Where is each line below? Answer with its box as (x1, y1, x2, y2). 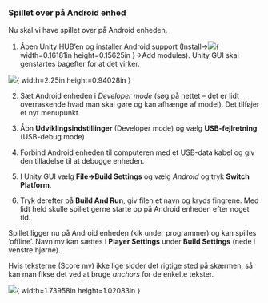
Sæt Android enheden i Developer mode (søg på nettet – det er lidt (19, 91, 240, 101)
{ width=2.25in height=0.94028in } (16, 75, 131, 85)
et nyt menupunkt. (19, 108, 81, 118)
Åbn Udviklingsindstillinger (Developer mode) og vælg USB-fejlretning (19, 123, 258, 133)
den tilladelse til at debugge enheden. (19, 156, 145, 166)
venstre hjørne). (8, 245, 62, 255)
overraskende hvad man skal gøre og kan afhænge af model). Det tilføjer (19, 99, 260, 109)
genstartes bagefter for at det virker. (19, 59, 140, 69)
